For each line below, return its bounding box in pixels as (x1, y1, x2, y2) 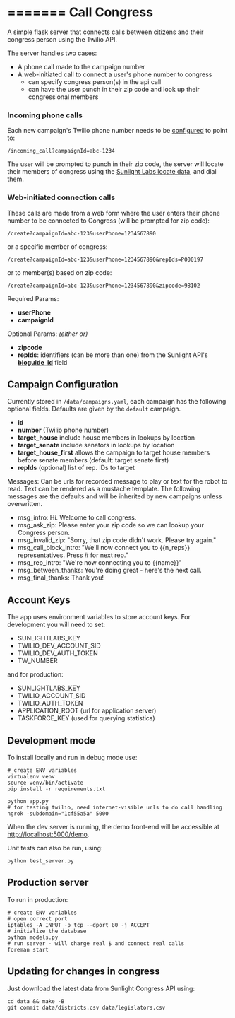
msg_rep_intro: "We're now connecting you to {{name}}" (17, 558, 182, 567)
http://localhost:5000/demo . (7, 830, 90, 838)
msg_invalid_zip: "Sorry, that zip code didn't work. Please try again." (17, 536, 217, 544)
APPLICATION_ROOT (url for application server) (17, 706, 157, 715)
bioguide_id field (17, 358, 68, 366)
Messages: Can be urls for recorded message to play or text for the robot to (7, 477, 228, 486)
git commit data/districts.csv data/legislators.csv (7, 1004, 166, 1011)
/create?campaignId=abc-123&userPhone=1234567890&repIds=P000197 (7, 256, 203, 263)
